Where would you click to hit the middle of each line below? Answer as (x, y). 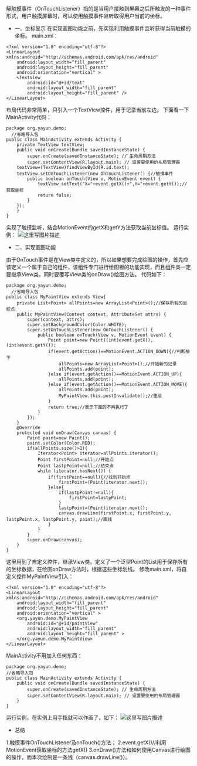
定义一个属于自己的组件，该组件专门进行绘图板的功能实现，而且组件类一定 (101, 267)
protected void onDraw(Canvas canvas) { (67, 433)
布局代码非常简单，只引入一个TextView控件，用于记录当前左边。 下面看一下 (98, 110)
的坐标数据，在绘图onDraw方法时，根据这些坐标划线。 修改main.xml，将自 (96, 569)
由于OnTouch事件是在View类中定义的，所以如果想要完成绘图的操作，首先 (95, 260)
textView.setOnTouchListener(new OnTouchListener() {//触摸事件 (95, 174)
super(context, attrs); (56, 320)
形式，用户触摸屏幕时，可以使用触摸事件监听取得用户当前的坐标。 (86, 16)
